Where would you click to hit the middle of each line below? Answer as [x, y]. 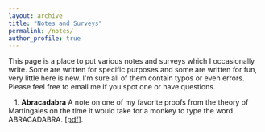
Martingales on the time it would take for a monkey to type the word [121, 111]
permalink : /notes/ [41, 31]
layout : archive [35, 16]
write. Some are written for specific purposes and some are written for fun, [133, 70]
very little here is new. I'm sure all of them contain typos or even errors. [126, 78]
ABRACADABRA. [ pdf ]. [46, 120]
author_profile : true [45, 38]
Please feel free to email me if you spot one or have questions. [112, 87]
